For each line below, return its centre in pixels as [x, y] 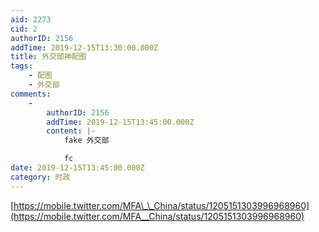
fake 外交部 [86, 141]
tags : [21, 66]
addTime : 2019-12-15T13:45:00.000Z [120, 122]
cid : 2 [24, 29]
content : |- [71, 131]
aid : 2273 [31, 19]
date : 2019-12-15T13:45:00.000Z [77, 168]
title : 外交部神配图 [48, 57]
